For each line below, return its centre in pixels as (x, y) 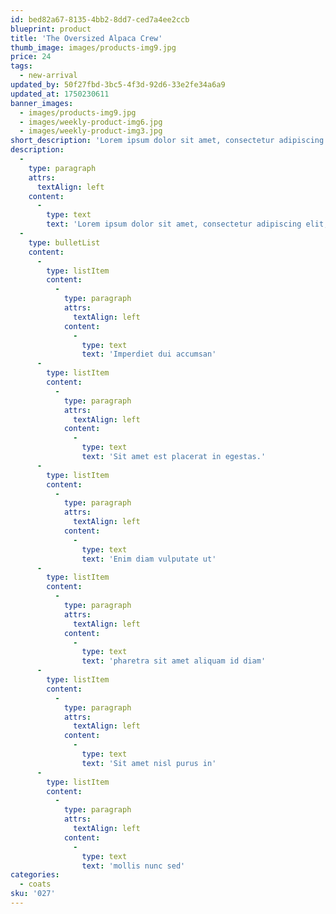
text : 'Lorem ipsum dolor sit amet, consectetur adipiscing (174, 224)
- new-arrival (48, 76)
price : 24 (31, 57)
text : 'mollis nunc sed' (133, 866)
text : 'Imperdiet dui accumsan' (149, 354)
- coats (35, 884)
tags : (21, 66)
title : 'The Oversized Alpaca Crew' (86, 38)
